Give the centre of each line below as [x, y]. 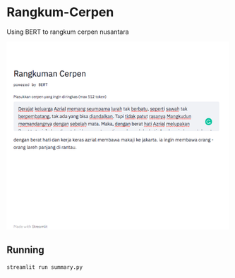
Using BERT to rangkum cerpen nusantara [68, 32]
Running [26, 249]
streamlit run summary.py [44, 267]
